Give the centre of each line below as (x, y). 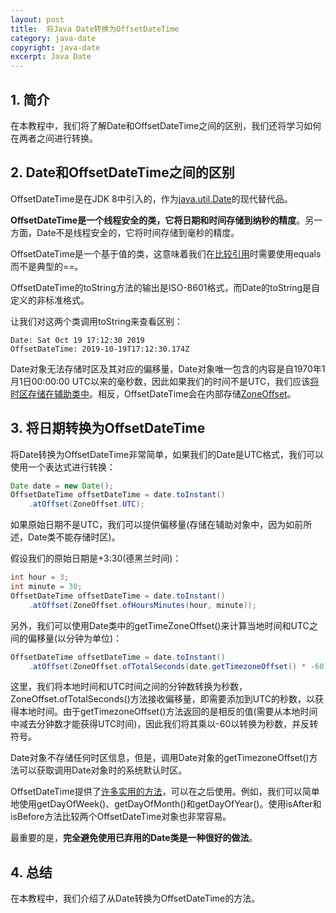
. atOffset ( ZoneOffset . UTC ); (86, 504)
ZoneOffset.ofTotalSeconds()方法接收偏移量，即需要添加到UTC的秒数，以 (163, 699)
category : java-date (53, 38)
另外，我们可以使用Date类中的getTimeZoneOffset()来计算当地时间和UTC (160, 625)
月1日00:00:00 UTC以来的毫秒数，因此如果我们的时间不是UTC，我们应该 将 (165, 381)
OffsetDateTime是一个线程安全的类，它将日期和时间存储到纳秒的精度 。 (158, 220)
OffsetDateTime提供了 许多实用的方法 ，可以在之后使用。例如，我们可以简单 (165, 792)
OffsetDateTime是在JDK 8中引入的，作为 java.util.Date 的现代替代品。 (151, 198)
